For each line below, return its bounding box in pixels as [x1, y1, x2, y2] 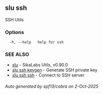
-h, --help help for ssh [9, 40, 64, 45]
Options [5, 29, 24, 35]
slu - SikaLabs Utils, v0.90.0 [12, 62, 68, 68]
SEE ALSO [5, 51, 29, 58]
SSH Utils [5, 16, 24, 22]
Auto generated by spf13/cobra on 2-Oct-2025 [5, 83, 99, 89]
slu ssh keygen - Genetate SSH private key [12, 67, 98, 73]
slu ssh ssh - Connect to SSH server [12, 72, 85, 78]
